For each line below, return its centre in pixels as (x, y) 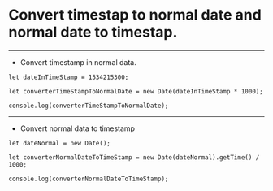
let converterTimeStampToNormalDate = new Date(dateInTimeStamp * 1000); (136, 91)
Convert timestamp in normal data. (78, 62)
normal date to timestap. (93, 32)
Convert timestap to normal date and (135, 15)
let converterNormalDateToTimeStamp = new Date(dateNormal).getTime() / (134, 157)
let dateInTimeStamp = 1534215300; (69, 77)
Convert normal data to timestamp (78, 128)
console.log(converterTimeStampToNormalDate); (89, 106)
